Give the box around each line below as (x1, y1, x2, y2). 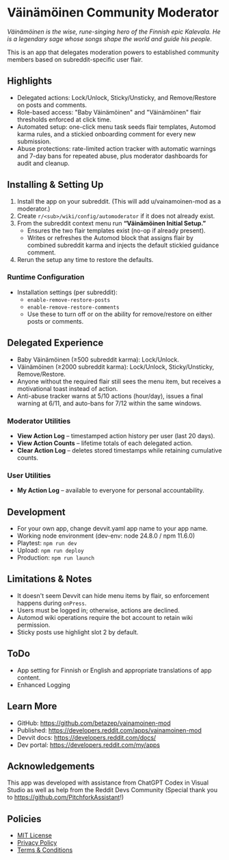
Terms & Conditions (16, 846, 73, 855)
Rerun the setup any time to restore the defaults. (16, 255, 154, 263)
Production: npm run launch (16, 553, 94, 562)
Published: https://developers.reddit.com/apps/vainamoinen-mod (16, 726, 202, 734)
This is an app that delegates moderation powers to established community (7, 48, 219, 56)
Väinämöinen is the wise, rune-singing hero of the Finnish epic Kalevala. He (7, 27, 221, 36)
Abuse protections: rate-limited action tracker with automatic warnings (16, 144, 217, 152)
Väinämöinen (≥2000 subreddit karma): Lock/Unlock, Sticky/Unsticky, (16, 362, 214, 371)
